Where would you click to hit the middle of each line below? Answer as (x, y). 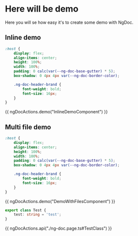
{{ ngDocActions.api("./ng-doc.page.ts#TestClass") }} (59, 228)
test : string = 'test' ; (38, 215)
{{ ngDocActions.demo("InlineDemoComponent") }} (56, 112)
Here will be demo (42, 9)
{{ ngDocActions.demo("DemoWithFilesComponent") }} (60, 201)
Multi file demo (28, 127)
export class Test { (26, 210)
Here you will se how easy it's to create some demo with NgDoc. (69, 22)
